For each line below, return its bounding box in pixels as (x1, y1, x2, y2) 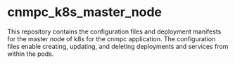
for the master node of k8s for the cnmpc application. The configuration (7, 34, 216, 43)
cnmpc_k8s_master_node (7, 4, 163, 20)
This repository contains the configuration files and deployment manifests (7, 27, 222, 36)
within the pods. (7, 50, 54, 58)
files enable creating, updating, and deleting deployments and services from (7, 42, 229, 50)
